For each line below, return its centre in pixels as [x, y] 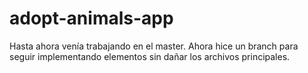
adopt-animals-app [91, 18]
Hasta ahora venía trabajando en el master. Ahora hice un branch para [154, 46]
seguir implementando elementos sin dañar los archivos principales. [150, 56]
